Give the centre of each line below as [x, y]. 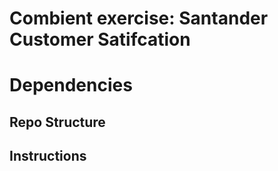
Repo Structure [57, 122]
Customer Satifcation [100, 39]
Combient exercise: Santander [139, 18]
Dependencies [71, 85]
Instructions [48, 156]
